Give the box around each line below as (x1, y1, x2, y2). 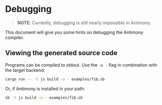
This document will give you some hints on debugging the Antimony (5, 29, 143, 35)
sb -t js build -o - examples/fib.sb (5, 95, 83, 100)
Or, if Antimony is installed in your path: (5, 85, 85, 92)
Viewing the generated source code (5, 49, 118, 57)
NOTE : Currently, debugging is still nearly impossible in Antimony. (17, 20, 152, 26)
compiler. (5, 35, 24, 40)
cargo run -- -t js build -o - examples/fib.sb (5, 76, 105, 82)
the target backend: (5, 67, 45, 73)
